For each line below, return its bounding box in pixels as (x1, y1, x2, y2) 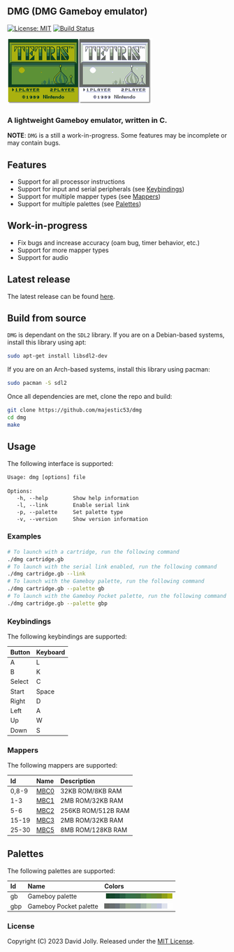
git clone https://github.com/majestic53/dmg (7, 407, 142, 414)
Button (10, 647, 31, 656)
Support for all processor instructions (17, 177, 126, 186)
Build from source (7, 312, 87, 324)
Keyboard (36, 647, 66, 656)
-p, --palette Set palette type (16, 508, 124, 515)
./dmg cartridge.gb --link (7, 571, 86, 578)
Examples (7, 532, 42, 541)
